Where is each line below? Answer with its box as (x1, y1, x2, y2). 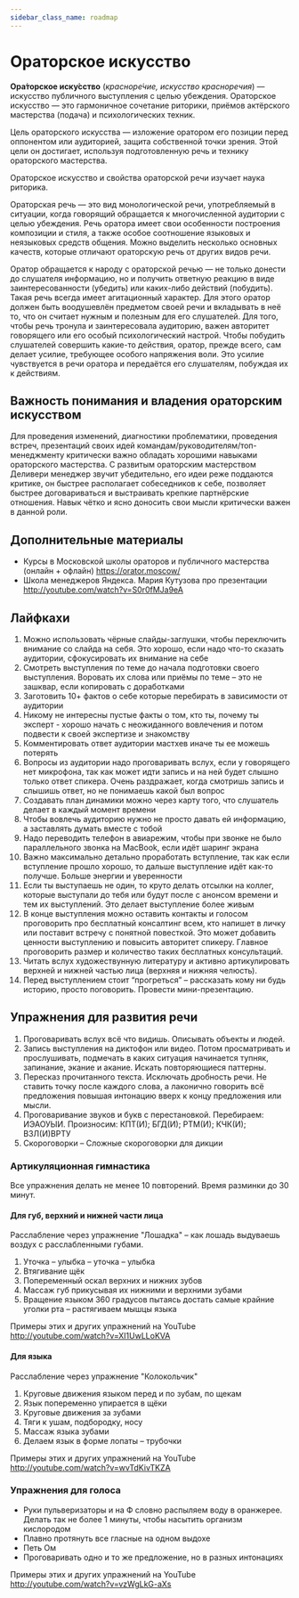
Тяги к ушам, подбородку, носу (22, 1416, 143, 1427)
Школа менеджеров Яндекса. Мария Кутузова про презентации (22, 575, 268, 586)
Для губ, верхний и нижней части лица (10, 1210, 164, 1220)
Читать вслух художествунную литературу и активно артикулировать (22, 956, 290, 966)
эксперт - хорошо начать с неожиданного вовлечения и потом (22, 719, 263, 730)
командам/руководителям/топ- (137, 440, 257, 451)
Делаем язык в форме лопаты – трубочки (22, 1435, 182, 1446)
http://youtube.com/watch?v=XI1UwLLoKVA (10, 1331, 171, 1341)
